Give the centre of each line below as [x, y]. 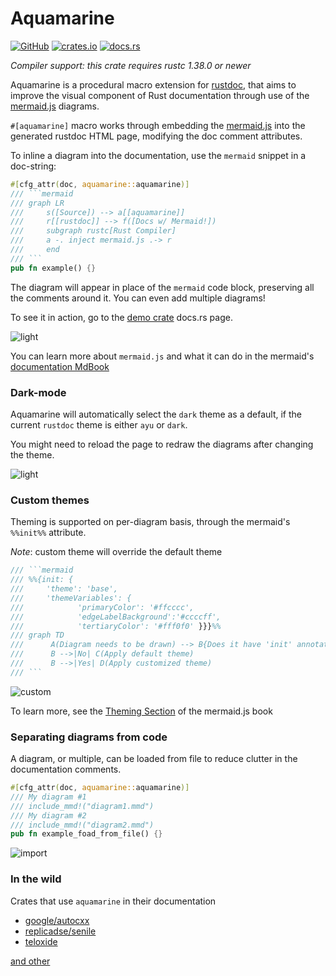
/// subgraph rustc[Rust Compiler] [93, 231]
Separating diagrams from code [89, 737]
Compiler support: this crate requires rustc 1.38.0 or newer [131, 65]
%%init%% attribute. [48, 533]
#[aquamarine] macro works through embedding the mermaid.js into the [158, 125]
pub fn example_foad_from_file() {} [86, 834]
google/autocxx [57, 920]
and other [30, 961]
